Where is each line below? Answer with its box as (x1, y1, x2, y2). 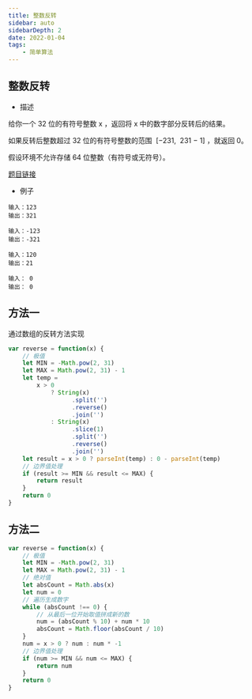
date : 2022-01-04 (8, 33, 66, 42)
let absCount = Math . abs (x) (22, 581, 115, 589)
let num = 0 (22, 588, 62, 596)
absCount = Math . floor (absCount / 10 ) (36, 625, 164, 633)
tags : (8, 41, 26, 49)
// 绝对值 (22, 574, 51, 582)
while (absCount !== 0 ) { (22, 603, 108, 611)
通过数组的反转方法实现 (8, 329, 85, 338)
